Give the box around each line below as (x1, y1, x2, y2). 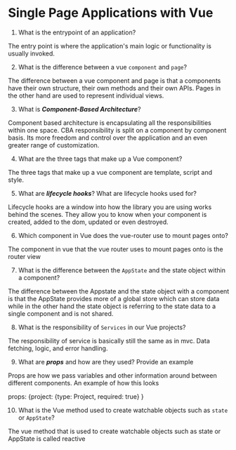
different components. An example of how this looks (8, 378, 159, 387)
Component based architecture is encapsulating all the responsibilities (8, 118, 211, 127)
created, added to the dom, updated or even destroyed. (8, 218, 169, 226)
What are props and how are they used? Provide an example (18, 357, 194, 366)
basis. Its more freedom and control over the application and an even (8, 133, 208, 142)
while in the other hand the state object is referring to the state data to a (8, 302, 216, 310)
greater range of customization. (8, 140, 100, 149)
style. (8, 176, 24, 184)
